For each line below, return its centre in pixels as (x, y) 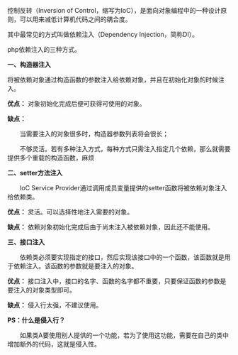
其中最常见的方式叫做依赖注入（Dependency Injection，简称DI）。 (103, 34)
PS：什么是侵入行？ (36, 320)
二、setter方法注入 (35, 173)
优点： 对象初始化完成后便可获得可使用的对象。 (76, 104)
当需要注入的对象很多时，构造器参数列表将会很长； (94, 134)
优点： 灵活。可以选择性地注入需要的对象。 (70, 212)
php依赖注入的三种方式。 (44, 49)
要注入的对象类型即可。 (41, 290)
